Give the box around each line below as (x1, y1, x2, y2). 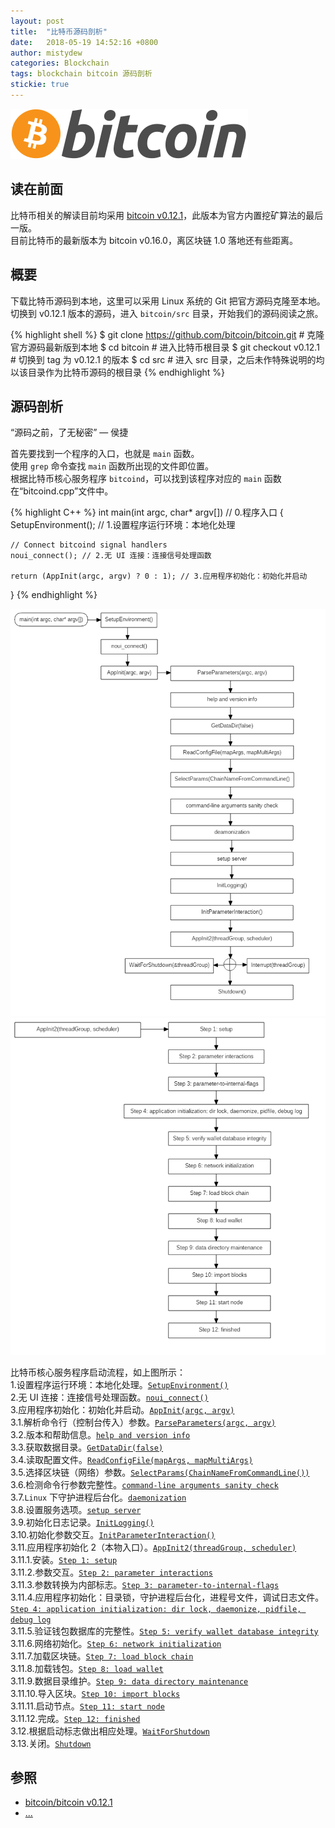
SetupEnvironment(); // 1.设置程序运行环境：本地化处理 (10, 519, 236, 531)
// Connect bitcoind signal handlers (10, 540, 168, 550)
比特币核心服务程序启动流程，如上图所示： (10, 1366, 186, 1378)
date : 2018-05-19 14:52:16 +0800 (10, 37, 159, 47)
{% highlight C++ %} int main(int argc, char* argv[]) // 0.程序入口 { (10, 506, 284, 519)
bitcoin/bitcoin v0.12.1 (24, 1796, 113, 1809)
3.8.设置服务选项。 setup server (10, 1503, 142, 1515)
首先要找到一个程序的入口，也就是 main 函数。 (10, 448, 200, 460)
